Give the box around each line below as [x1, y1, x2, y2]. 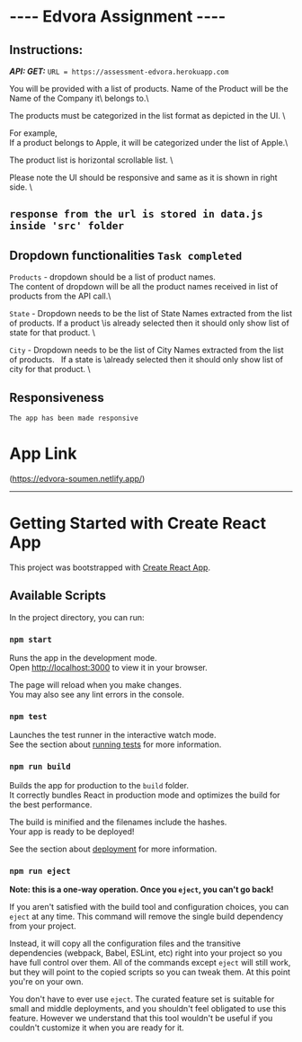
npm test [9, 711, 48, 721]
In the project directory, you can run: [9, 611, 145, 622]
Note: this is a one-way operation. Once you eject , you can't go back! [9, 884, 274, 895]
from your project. [9, 920, 76, 931]
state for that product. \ [9, 327, 96, 338]
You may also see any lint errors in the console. [9, 690, 184, 699]
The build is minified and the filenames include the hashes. [9, 816, 227, 827]
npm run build [9, 761, 71, 772]
